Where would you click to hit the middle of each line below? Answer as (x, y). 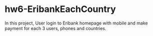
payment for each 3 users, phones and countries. (55, 28)
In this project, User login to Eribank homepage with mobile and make (76, 23)
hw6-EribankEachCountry (60, 9)
